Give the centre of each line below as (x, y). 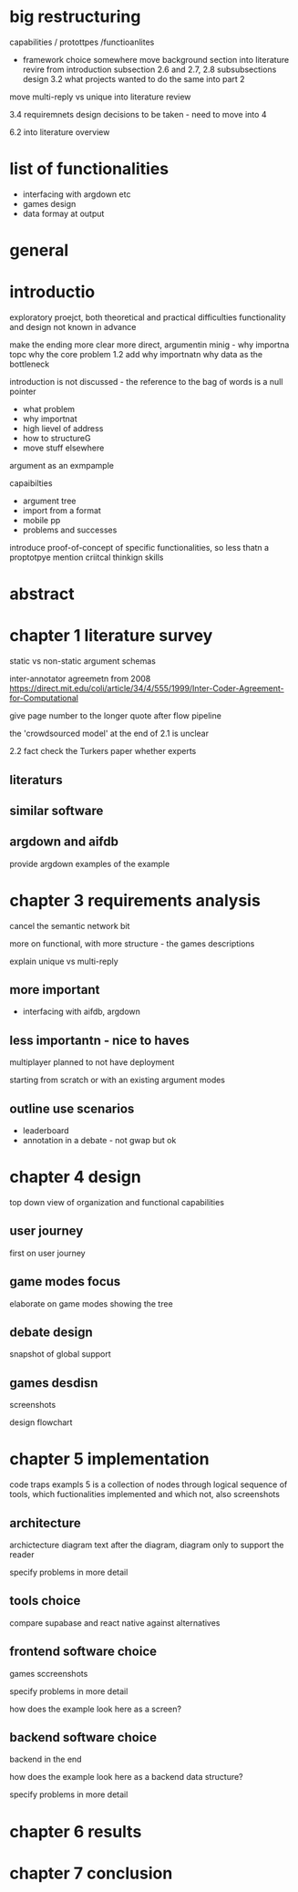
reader (22, 1555)
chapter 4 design (75, 1177)
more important (55, 990)
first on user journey (47, 1253)
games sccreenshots (49, 1673)
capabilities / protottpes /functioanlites (82, 42)
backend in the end (46, 1759)
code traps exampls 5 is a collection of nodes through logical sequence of (149, 1484)
